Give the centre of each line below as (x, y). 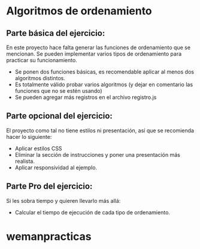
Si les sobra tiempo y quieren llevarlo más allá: (63, 201)
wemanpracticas (49, 236)
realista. (25, 161)
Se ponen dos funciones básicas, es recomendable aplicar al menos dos (104, 72)
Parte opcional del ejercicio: (59, 116)
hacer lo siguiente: (29, 136)
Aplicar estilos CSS (38, 148)
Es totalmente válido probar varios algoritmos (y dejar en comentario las (104, 84)
